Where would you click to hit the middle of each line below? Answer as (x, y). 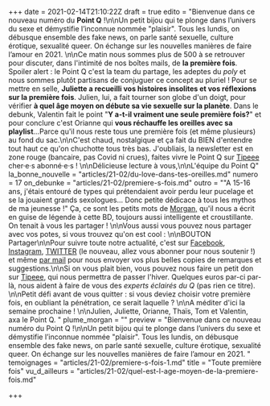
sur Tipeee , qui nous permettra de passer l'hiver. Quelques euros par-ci (127, 277)
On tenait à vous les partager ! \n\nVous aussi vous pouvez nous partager (130, 226)
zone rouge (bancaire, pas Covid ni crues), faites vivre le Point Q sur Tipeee (134, 157)
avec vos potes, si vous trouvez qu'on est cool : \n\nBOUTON (110, 234)
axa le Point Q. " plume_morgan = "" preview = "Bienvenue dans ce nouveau (135, 320)
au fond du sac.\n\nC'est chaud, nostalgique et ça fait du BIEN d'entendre (131, 140)
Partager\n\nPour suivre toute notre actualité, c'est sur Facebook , (117, 242)
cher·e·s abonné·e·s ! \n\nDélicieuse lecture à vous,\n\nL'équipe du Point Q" (134, 166)
